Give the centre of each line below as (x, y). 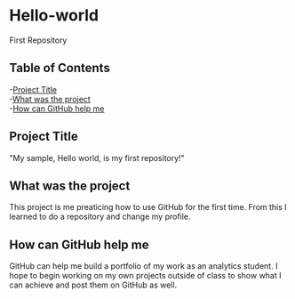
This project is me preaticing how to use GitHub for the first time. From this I (148, 207)
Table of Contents (60, 68)
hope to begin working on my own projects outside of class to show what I (145, 276)
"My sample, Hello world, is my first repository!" (97, 158)
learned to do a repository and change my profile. (100, 217)
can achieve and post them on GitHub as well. (93, 285)
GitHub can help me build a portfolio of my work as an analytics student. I (144, 266)
